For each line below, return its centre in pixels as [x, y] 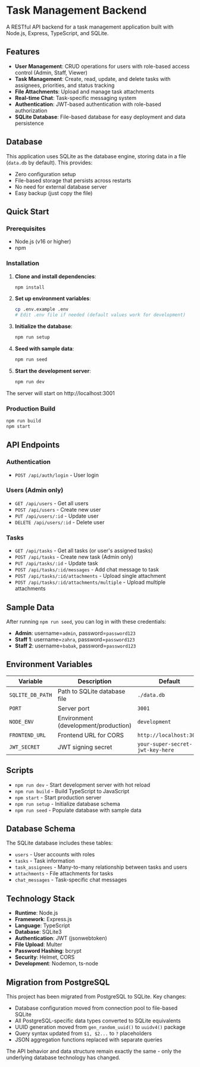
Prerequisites [26, 229]
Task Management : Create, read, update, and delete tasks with [93, 79]
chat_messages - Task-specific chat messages [71, 880]
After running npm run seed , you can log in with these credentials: [86, 621]
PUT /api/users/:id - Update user [57, 516]
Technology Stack [40, 898]
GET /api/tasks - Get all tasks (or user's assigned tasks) [84, 550]
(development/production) [95, 725]
